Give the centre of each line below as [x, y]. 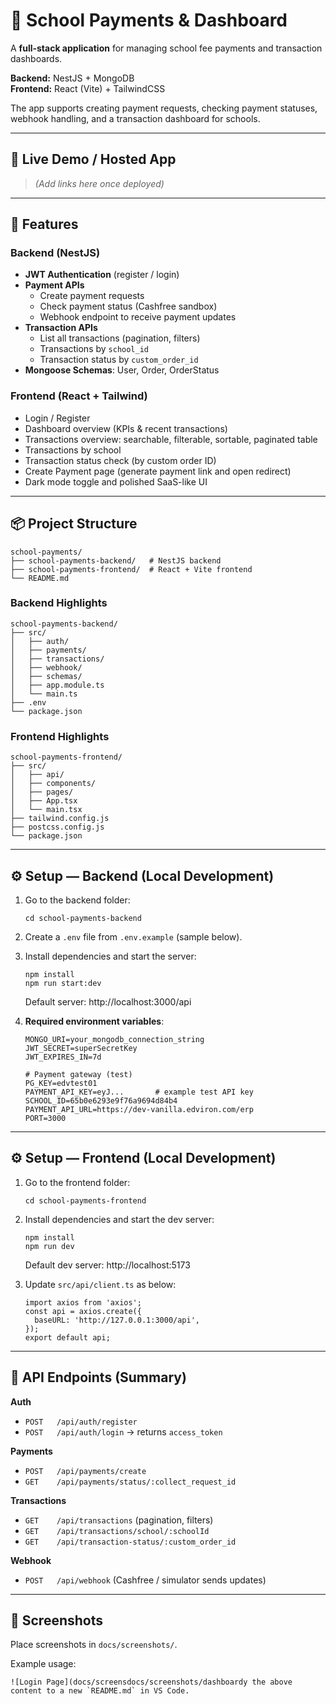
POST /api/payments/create [85, 1471]
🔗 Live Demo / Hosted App [93, 159]
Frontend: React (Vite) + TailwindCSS [88, 88]
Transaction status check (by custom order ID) [120, 460]
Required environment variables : [94, 1021]
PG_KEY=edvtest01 [61, 1083]
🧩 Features [44, 224]
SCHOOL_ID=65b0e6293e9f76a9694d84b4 [101, 1100]
